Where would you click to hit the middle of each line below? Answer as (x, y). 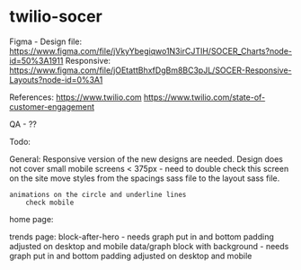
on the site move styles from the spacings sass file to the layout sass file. (145, 178)
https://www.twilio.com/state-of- (204, 97)
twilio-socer (56, 17)
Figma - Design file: (46, 41)
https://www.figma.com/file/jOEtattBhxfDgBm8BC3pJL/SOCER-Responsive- (150, 70)
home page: (31, 219)
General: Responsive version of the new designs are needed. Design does (146, 158)
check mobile (50, 202)
